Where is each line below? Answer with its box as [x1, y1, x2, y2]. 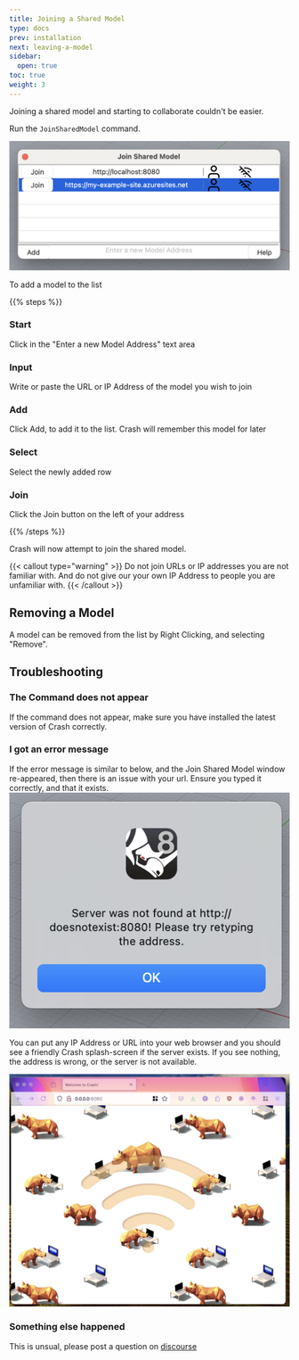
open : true [17, 62, 58, 70]
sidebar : [9, 52, 42, 62]
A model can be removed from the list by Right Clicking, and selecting [9, 629, 265, 639]
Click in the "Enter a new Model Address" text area [9, 339, 196, 350]
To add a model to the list [9, 279, 102, 290]
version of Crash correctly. [9, 721, 108, 731]
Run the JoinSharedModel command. [9, 123, 141, 134]
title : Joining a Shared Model [9, 14, 125, 23]
